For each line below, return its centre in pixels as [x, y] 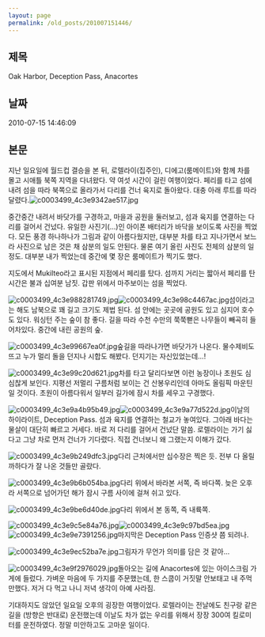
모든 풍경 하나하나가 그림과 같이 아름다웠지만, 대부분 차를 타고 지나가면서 [131, 236]
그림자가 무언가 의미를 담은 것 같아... [174, 552]
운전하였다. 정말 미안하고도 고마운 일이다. [86, 624]
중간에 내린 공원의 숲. [70, 329]
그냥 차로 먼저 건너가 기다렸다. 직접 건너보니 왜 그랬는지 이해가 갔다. [127, 439]
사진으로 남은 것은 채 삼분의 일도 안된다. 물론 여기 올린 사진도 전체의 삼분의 [131, 246]
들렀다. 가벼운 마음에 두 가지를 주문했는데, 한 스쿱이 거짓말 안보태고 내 [130, 578]
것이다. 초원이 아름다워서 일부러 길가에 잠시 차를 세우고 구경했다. [115, 392]
